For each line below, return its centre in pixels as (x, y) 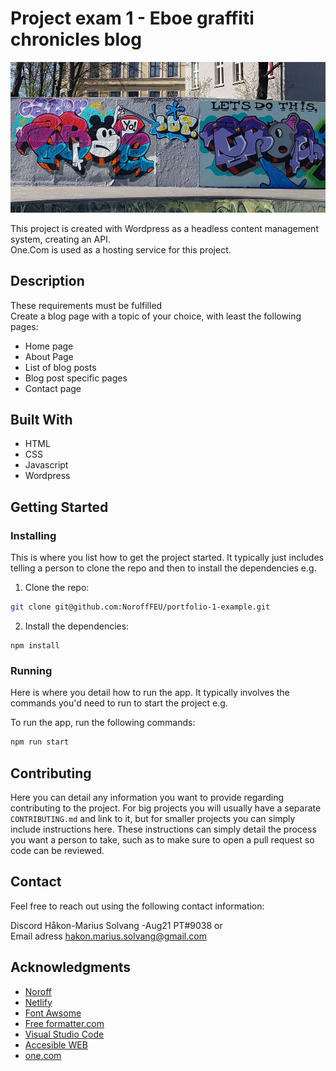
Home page (49, 346)
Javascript (46, 465)
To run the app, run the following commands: (103, 723)
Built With (41, 420)
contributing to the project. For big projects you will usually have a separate (166, 808)
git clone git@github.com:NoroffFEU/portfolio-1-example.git (140, 607)
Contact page (53, 388)
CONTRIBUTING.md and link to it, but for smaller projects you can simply (153, 819)
